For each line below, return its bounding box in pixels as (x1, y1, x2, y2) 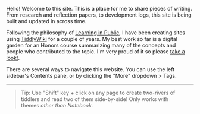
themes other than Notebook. (20, 102, 93, 109)
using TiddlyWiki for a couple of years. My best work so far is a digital (6, 36, 177, 42)
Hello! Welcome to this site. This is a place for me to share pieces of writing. (6, 5, 192, 12)
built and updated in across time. (6, 18, 87, 24)
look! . (6, 55, 20, 61)
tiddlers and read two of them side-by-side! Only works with (20, 96, 169, 103)
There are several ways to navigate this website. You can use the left (6, 66, 175, 73)
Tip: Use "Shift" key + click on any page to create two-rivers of (20, 89, 176, 96)
